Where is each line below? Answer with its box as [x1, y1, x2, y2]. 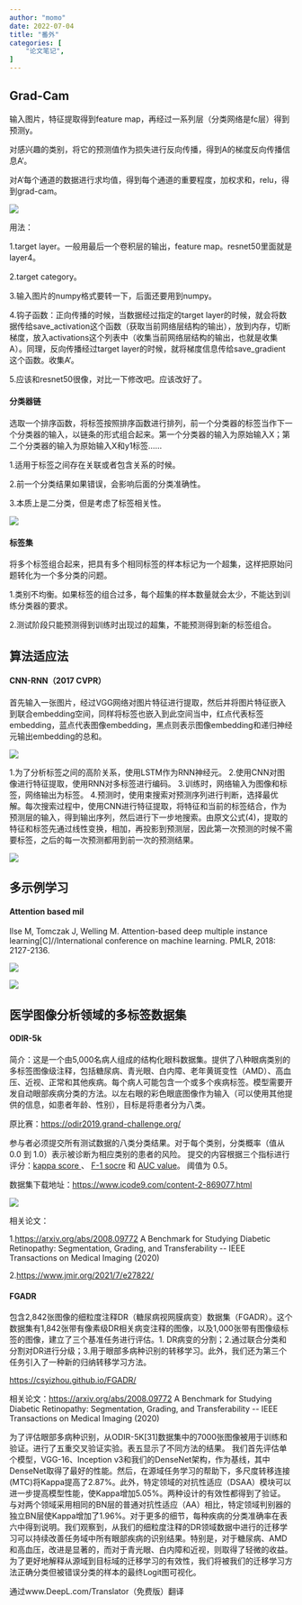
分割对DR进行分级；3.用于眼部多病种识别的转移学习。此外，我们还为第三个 [9, 1345, 288, 1356]
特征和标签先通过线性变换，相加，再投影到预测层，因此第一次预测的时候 [9, 823, 277, 834]
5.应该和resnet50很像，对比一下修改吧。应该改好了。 [9, 373, 207, 384]
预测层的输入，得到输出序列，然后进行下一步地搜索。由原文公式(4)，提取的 [9, 812, 289, 823]
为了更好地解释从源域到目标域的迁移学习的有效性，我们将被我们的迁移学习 [9, 1555, 285, 1566]
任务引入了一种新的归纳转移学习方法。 [9, 1357, 151, 1368]
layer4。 [9, 251, 41, 262]
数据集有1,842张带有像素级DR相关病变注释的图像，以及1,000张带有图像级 [9, 1323, 281, 1334]
